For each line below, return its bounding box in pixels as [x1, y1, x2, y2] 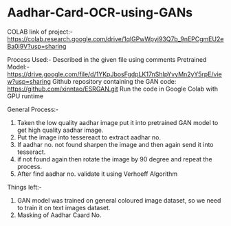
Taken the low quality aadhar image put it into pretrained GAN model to [16, 118, 219, 126]
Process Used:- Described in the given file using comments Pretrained [7, 55, 207, 63]
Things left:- [7, 183, 43, 191]
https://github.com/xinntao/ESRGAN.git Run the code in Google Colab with [7, 84, 219, 93]
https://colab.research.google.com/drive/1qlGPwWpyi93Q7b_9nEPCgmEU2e [7, 34, 224, 43]
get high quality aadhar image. [16, 126, 104, 134]
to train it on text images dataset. [16, 203, 111, 212]
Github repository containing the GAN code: [52, 77, 177, 85]
